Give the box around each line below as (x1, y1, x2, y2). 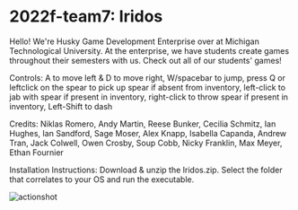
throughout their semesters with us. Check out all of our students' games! (9, 55, 283, 66)
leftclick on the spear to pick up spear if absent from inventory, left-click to (9, 82, 285, 92)
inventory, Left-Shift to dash (9, 101, 113, 111)
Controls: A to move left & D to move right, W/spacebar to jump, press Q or (9, 72, 285, 83)
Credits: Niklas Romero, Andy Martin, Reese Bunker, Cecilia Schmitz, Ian (9, 118, 276, 129)
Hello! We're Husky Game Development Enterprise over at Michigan (9, 36, 260, 47)
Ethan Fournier (9, 146, 65, 158)
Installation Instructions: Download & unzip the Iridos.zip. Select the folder (9, 164, 283, 175)
